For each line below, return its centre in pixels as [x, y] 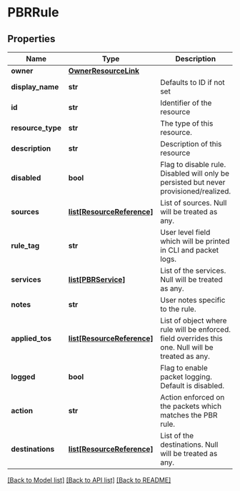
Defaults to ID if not [192, 82]
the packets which [191, 406]
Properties [31, 39]
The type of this [187, 123]
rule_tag [25, 246]
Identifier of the [186, 103]
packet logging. [186, 377]
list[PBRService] [97, 279]
